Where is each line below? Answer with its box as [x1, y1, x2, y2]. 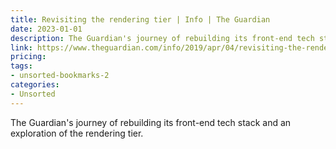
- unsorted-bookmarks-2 [10, 71, 110, 81]
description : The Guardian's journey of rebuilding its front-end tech [10, 33, 315, 43]
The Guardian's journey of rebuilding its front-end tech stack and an [10, 116, 292, 128]
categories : [10, 80, 60, 90]
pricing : [10, 52, 47, 62]
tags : [10, 61, 33, 71]
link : [10, 42, 33, 53]
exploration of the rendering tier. [10, 127, 144, 139]
